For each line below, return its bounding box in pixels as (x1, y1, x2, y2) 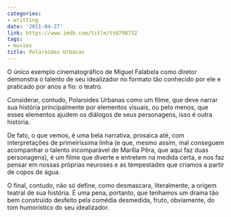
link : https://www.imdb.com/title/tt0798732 (7, 29, 138, 37)
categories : (7, 10, 41, 17)
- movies (7, 42, 33, 49)
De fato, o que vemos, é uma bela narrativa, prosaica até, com (7, 131, 185, 139)
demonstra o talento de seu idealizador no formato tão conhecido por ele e (7, 75, 221, 83)
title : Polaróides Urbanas (7, 49, 85, 56)
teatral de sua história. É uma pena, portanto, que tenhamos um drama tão (7, 188, 219, 197)
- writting (7, 17, 39, 23)
